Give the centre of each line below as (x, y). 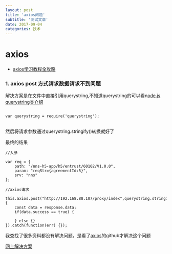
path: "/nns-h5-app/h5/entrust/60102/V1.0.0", (65, 167)
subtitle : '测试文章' (27, 19)
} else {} (25, 221)
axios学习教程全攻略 (34, 69)
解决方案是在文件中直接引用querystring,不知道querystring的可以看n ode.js (83, 96)
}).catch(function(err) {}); (36, 225)
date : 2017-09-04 (24, 24)
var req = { (18, 162)
